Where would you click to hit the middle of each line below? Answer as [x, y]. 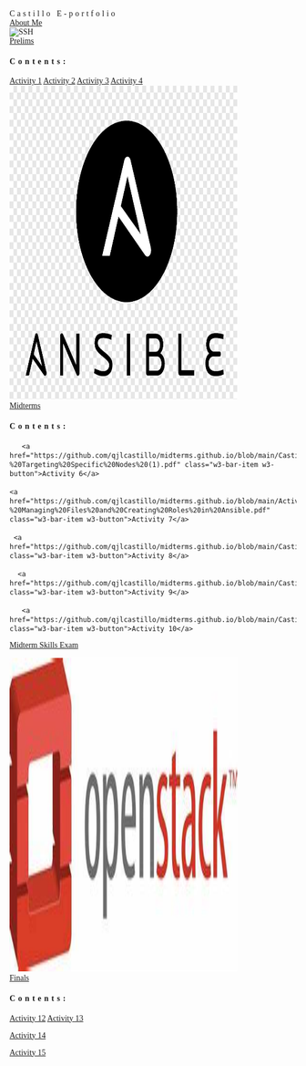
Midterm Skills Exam [44, 645]
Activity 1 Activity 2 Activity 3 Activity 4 [76, 81]
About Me [26, 23]
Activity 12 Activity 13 [46, 1018]
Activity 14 [28, 1035]
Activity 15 [28, 1052]
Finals [20, 978]
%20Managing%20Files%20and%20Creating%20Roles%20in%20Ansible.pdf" [140, 511]
